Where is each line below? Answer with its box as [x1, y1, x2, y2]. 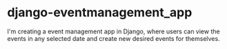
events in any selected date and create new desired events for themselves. [7, 34, 220, 42]
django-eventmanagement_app [7, 5, 193, 20]
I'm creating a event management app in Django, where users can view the [7, 27, 220, 35]
